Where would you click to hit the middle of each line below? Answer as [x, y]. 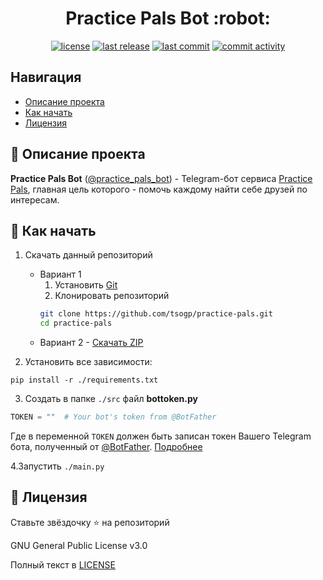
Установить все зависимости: [88, 362]
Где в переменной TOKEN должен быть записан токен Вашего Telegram [161, 436]
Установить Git [86, 285]
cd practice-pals [76, 323]
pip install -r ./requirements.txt [84, 380]
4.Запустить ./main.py [57, 466]
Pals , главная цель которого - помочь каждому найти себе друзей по [159, 189]
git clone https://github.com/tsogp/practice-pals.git [156, 314]
